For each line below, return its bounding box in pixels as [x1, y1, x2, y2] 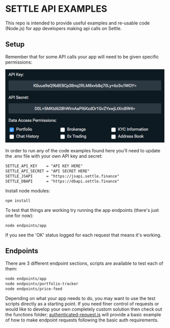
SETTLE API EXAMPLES [5, 3, 107, 15]
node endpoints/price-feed [5, 286, 63, 291]
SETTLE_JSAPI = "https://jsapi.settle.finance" [5, 174, 120, 179]
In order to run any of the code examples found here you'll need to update [5, 147, 160, 153]
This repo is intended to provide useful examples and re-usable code [5, 20, 150, 26]
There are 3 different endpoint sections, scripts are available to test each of [5, 260, 164, 266]
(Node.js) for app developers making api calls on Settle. [5, 25, 122, 31]
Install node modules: [5, 187, 50, 194]
